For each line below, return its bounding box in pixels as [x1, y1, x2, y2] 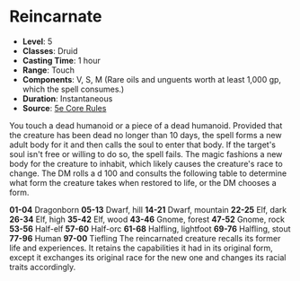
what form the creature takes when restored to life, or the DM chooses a [9, 177, 277, 188]
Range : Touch [22, 65, 75, 75]
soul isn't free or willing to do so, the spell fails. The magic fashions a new [9, 148, 283, 159]
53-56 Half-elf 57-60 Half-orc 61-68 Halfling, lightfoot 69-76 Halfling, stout [9, 223, 291, 234]
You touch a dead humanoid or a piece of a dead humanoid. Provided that [9, 119, 283, 131]
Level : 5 [22, 36, 53, 47]
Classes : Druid [22, 45, 78, 56]
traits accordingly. [9, 261, 76, 272]
